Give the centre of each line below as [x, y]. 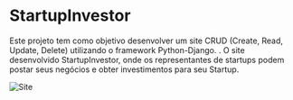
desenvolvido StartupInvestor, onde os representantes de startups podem [147, 59]
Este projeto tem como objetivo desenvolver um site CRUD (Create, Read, [146, 41]
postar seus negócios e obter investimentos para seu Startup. [124, 69]
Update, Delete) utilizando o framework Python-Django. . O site [128, 50]
